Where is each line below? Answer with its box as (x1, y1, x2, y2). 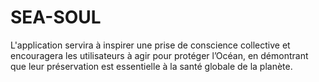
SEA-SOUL (10, 6, 102, 29)
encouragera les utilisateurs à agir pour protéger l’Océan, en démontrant (10, 49, 309, 61)
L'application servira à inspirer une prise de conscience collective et (10, 39, 291, 51)
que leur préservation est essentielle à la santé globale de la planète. (10, 60, 293, 72)
